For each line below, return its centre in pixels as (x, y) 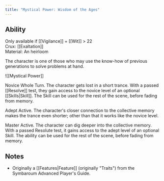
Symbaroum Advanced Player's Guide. (51, 173)
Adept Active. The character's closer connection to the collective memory (80, 110)
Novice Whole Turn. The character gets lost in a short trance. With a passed (82, 85)
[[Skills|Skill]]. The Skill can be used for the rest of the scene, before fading (81, 96)
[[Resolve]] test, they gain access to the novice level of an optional (72, 91)
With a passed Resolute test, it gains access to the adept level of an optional (82, 130)
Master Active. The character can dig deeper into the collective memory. (79, 125)
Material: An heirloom (27, 52)
